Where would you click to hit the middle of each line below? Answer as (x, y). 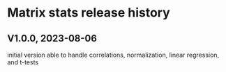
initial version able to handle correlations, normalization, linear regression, (113, 55)
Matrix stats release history (89, 13)
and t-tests (23, 62)
